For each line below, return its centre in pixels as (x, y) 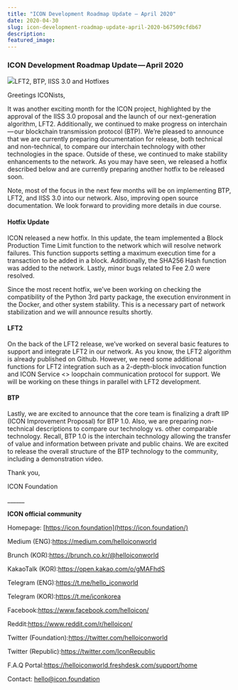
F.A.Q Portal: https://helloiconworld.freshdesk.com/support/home (102, 665)
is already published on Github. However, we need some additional (105, 358)
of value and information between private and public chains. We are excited (118, 444)
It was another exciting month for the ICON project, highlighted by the (109, 109)
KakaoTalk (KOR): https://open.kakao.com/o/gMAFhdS (86, 569)
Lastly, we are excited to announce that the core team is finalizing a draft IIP (118, 414)
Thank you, (24, 473)
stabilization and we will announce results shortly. (80, 312)
